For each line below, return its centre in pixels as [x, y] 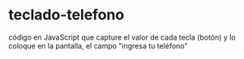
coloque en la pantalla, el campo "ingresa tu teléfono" [98, 45]
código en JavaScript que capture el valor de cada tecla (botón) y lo [122, 37]
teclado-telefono [66, 15]
